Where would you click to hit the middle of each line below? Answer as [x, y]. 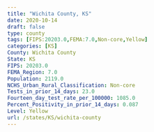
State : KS [22, 59]
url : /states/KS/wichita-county [54, 117]
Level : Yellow [28, 111]
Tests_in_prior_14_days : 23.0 [51, 91]
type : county [26, 33]
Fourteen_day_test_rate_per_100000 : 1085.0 [71, 98]
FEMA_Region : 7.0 [32, 72]
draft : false [26, 27]
